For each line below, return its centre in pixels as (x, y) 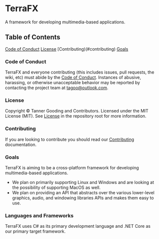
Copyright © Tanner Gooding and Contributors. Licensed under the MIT (77, 111)
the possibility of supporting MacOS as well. (56, 187)
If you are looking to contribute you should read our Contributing (70, 139)
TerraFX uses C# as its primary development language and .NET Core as (78, 226)
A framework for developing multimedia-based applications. (65, 22)
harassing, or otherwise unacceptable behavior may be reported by (72, 83)
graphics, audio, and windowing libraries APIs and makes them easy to (83, 198)
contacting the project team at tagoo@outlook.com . (57, 88)
